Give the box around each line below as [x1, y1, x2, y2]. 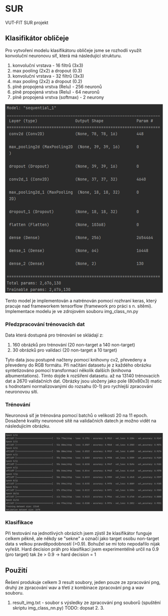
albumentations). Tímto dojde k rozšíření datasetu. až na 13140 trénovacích [5, 373, 160, 379]
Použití [5, 566, 27, 574]
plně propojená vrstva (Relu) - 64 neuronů [12, 88, 100, 95]
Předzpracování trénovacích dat [5, 320, 85, 327]
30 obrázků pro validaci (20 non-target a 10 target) [12, 347, 117, 353]
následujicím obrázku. [5, 423, 51, 429]
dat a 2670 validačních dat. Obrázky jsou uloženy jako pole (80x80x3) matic [5, 378, 162, 384]
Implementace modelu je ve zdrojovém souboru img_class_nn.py [5, 308, 138, 314]
